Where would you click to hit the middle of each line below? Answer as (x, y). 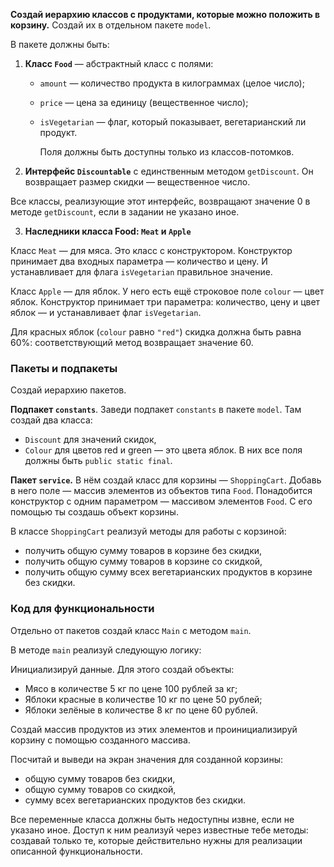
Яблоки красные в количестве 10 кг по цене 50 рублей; (143, 699)
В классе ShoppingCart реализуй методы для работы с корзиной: (148, 531)
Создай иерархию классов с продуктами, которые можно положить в (165, 14)
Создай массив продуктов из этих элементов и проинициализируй (154, 729)
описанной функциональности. (76, 851)
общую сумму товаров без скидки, (100, 778)
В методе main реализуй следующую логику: (106, 650)
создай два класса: (51, 420)
